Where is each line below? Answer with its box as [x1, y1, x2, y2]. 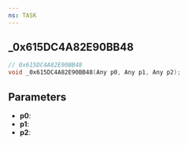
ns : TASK [8, 11, 37, 20]
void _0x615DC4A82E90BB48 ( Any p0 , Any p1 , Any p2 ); [8, 68, 181, 77]
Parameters [8, 90, 67, 103]
